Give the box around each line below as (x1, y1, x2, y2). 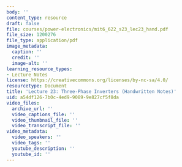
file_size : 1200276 (6, 32, 56, 38)
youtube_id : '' (12, 151, 51, 157)
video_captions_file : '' (12, 111, 75, 117)
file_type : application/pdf (6, 37, 78, 43)
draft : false (6, 20, 40, 26)
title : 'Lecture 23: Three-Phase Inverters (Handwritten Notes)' (6, 89, 176, 95)
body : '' (6, 9, 29, 15)
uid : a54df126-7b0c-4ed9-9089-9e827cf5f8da (6, 94, 119, 100)
